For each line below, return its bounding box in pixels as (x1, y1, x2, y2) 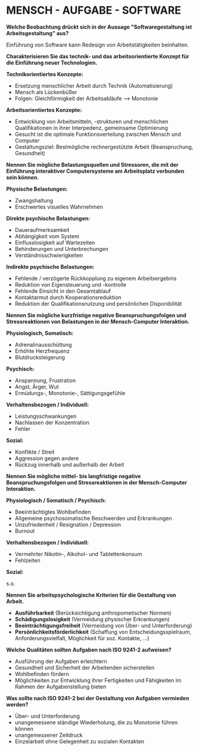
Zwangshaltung (14, 197, 54, 204)
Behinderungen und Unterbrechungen (14, 245, 109, 252)
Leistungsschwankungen (14, 412, 77, 420)
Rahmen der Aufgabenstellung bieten (14, 683, 107, 690)
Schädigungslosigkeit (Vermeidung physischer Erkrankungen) (14, 615, 170, 623)
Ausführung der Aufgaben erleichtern (14, 657, 107, 665)
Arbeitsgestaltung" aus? (6, 29, 69, 36)
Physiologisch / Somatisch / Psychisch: (6, 496, 106, 504)
